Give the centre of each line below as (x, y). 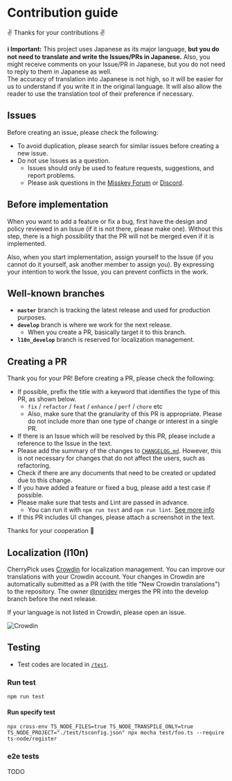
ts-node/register (32, 739)
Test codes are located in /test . (63, 664)
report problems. (52, 175)
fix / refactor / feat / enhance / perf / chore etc (95, 406)
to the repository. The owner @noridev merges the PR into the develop (108, 591)
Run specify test (31, 712)
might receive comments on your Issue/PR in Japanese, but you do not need (116, 64)
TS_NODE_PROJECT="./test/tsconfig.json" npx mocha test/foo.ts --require (116, 733)
